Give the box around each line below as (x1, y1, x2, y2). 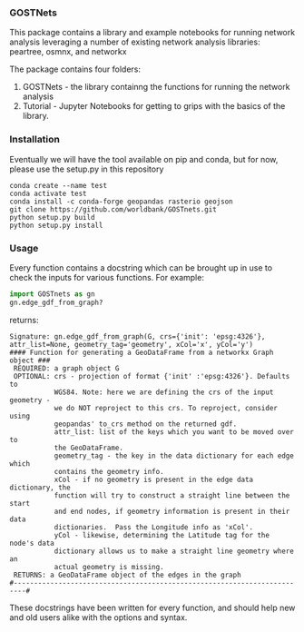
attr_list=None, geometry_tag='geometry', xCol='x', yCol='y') (9, 340, 254, 349)
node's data (9, 538, 54, 548)
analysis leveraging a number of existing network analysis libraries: (9, 36, 260, 47)
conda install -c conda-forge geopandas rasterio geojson (9, 197, 233, 206)
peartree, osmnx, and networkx (9, 46, 127, 57)
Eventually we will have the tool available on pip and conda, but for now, (9, 153, 279, 164)
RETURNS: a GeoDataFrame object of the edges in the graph (13, 570, 242, 579)
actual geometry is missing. (54, 562, 165, 571)
